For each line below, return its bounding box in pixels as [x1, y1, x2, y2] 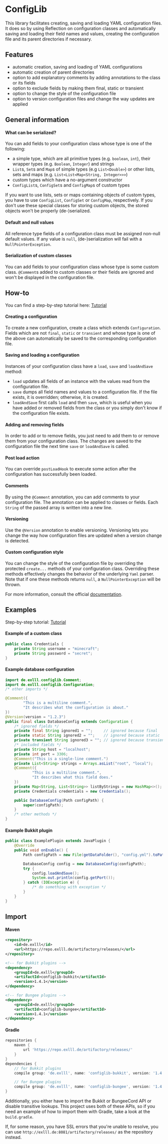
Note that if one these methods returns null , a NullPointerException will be [5, 576, 161, 582]
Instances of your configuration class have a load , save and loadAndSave [5, 363, 153, 369]
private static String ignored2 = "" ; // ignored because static [14, 733, 160, 738]
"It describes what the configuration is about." [23, 705, 128, 710]
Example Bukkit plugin [5, 827, 52, 833]
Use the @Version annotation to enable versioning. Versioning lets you [5, 527, 148, 533]
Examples [5, 606, 36, 614]
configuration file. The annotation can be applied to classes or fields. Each [5, 499, 158, 505]
